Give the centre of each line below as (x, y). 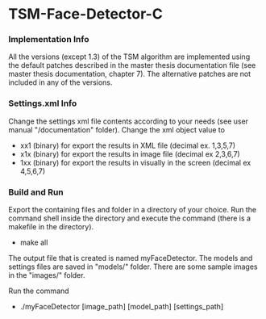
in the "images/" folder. (47, 275)
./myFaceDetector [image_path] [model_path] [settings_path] (122, 307)
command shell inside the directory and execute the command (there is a (130, 218)
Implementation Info (49, 40)
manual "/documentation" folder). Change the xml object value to (117, 129)
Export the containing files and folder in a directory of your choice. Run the (132, 210)
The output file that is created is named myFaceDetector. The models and (131, 258)
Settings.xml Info (43, 103)
